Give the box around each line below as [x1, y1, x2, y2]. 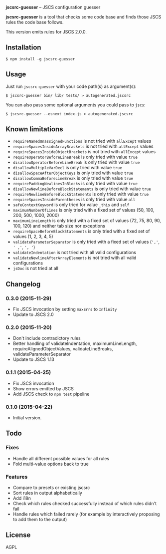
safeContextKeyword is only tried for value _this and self [12, 202, 130, 208]
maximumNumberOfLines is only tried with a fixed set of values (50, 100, [12, 207, 155, 213]
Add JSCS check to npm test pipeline [12, 391, 90, 397]
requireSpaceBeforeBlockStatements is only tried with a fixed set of [12, 228, 150, 234]
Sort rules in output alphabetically [12, 490, 83, 496]
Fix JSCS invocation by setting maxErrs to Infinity [12, 306, 117, 312]
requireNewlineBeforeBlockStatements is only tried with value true [12, 191, 149, 197]
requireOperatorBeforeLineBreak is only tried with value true [12, 154, 138, 160]
